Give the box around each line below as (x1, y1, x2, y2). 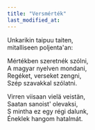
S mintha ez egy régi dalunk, (7, 107, 89, 115)
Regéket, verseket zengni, (7, 71, 82, 80)
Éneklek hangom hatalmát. (7, 114, 83, 122)
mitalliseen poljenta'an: (7, 43, 74, 51)
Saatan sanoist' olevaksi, (7, 99, 78, 108)
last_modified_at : (7, 17, 60, 24)
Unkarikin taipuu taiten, (7, 35, 74, 44)
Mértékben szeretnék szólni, (7, 56, 89, 65)
